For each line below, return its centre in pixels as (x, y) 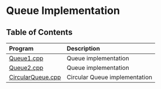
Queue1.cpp (26, 58)
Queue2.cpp (26, 68)
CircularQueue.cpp (35, 77)
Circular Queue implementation (109, 77)
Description (83, 49)
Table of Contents (40, 32)
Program (21, 49)
